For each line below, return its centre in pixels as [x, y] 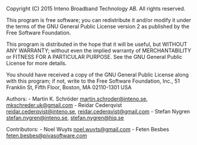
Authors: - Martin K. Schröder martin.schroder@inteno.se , [77, 99]
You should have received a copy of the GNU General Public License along [97, 75]
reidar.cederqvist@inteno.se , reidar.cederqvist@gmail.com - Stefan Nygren [98, 111]
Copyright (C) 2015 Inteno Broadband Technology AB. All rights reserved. [96, 9]
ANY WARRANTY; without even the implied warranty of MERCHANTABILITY [99, 51]
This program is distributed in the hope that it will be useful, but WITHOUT [97, 44]
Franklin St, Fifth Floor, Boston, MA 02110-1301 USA [69, 87]
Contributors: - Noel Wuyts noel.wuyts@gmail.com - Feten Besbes [88, 129]
